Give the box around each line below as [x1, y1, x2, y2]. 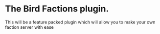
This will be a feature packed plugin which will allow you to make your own [5, 19, 156, 25]
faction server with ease [5, 24, 54, 30]
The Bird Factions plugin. [5, 3, 109, 14]
